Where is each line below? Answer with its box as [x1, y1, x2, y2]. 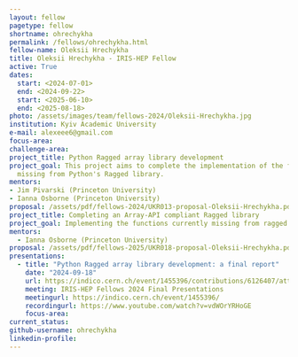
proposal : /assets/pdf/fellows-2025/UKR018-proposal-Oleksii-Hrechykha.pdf [9, 244, 295, 252]
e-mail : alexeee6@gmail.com [9, 128, 114, 137]
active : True [9, 63, 58, 72]
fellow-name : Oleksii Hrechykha [9, 46, 129, 55]
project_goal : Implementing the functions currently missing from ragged [9, 219, 288, 228]
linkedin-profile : [9, 334, 77, 343]
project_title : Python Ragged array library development [9, 152, 224, 162]
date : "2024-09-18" [25, 268, 98, 277]
